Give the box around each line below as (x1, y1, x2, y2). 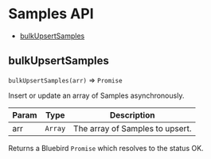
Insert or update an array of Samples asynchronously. (8, 91, 185, 100)
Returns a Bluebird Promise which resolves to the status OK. (8, 143, 205, 153)
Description (110, 109, 155, 120)
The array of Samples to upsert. (72, 122, 192, 134)
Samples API (8, 5, 94, 23)
